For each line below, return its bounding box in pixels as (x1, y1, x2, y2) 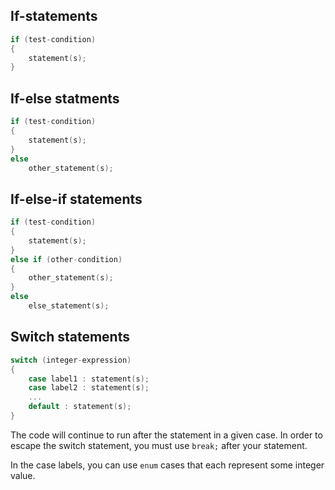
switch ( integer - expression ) (10, 355, 132, 365)
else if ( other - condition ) (10, 254, 123, 264)
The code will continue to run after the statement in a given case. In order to (10, 429, 323, 441)
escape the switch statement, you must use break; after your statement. (10, 439, 308, 451)
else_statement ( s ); (28, 301, 110, 311)
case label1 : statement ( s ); (28, 374, 150, 384)
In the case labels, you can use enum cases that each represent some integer (10, 459, 325, 471)
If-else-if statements (10, 190, 143, 208)
